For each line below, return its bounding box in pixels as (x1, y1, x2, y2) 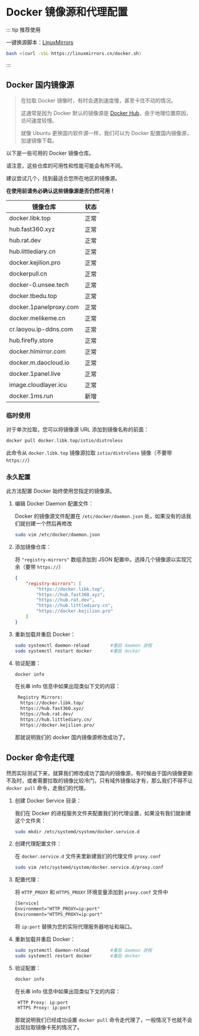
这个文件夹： (14, 817, 46, 824)
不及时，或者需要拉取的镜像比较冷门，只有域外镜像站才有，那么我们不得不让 (6, 777, 193, 784)
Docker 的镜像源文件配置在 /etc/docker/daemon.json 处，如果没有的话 (14, 513, 187, 520)
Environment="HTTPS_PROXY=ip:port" (14, 912, 103, 917)
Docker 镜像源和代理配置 (6, 5, 129, 19)
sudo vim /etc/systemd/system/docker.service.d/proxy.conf (14, 865, 164, 871)
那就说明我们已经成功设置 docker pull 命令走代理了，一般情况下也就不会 (14, 1016, 192, 1024)
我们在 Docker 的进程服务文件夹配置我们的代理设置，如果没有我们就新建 (14, 810, 191, 817)
